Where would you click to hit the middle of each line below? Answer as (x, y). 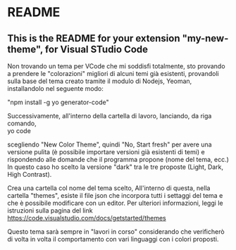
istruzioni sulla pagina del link (50, 211)
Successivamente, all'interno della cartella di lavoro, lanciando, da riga (110, 116)
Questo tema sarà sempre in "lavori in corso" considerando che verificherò (116, 232)
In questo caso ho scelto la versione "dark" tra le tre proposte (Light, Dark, (116, 167)
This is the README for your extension (94, 38)
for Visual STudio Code (97, 49)
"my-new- (205, 38)
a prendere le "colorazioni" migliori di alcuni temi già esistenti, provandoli (113, 74)
